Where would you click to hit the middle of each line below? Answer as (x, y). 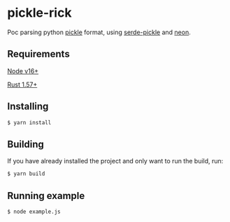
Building (26, 144)
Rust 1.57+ (22, 84)
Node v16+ (23, 71)
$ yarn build (26, 174)
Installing (28, 106)
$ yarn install (29, 123)
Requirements (38, 54)
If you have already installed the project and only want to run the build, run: (115, 161)
